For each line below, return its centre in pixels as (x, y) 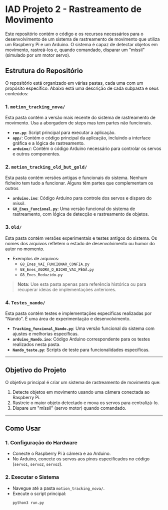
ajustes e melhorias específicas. (45, 333)
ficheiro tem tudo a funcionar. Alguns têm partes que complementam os (79, 183)
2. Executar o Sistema (32, 477)
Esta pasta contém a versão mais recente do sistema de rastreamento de (80, 118)
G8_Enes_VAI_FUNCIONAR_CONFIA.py (55, 264)
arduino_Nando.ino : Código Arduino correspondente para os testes (81, 339)
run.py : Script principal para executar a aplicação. (64, 133)
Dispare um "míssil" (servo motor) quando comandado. (69, 408)
